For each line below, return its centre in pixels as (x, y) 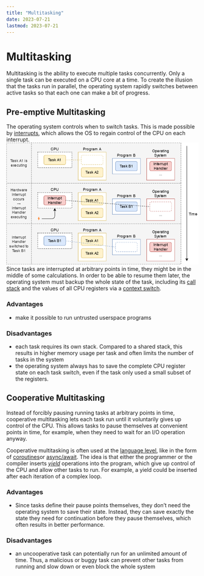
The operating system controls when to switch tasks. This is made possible (100, 127)
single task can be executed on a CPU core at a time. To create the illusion (100, 80)
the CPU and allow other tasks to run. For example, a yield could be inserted (102, 469)
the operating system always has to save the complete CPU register (100, 366)
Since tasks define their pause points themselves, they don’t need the (103, 505)
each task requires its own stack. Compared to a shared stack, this (99, 346)
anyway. (17, 438)
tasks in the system (39, 359)
